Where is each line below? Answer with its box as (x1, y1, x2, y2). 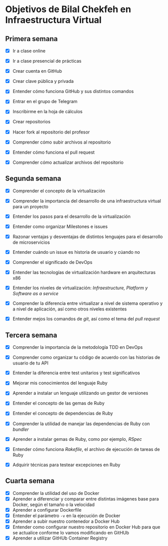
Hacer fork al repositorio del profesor (12, 129, 90, 135)
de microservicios (12, 239, 50, 245)
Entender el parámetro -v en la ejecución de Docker (12, 512, 121, 519)
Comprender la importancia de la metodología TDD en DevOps (12, 344, 143, 350)
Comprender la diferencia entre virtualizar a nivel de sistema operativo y (12, 300, 163, 306)
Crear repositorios (12, 119, 50, 125)
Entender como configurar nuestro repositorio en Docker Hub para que (12, 524, 160, 530)
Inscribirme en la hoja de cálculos (12, 109, 83, 115)
